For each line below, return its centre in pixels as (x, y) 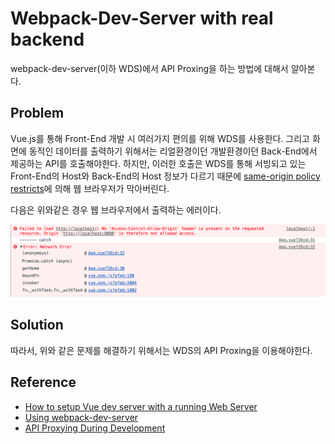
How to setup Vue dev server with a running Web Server (141, 406)
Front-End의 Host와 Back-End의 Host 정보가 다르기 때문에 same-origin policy (165, 176)
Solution (37, 325)
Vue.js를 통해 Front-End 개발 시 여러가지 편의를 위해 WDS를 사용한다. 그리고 (160, 138)
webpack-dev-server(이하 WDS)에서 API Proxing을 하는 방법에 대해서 (149, 68)
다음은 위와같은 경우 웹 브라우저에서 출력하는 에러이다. (116, 209)
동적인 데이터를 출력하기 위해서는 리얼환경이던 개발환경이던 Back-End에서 (173, 151)
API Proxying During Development (95, 428)
